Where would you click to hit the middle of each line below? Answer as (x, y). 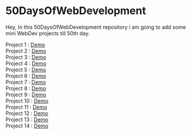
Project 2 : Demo (26, 50)
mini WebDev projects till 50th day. (48, 33)
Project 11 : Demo (27, 107)
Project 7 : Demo (26, 82)
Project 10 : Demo (27, 100)
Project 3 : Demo (26, 57)
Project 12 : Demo (27, 113)
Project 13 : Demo (27, 119)
